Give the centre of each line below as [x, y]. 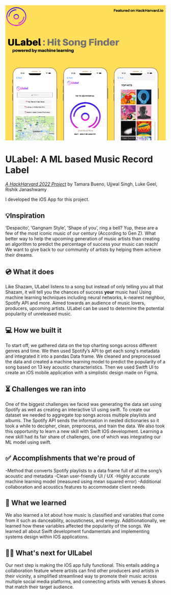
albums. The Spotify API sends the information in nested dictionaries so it [82, 420]
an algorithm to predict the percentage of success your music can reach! [82, 244]
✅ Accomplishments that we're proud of [70, 458]
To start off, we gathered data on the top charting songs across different [81, 345]
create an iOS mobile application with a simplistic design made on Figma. [82, 372]
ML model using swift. [28, 442]
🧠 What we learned [36, 503]
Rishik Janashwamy [26, 190]
